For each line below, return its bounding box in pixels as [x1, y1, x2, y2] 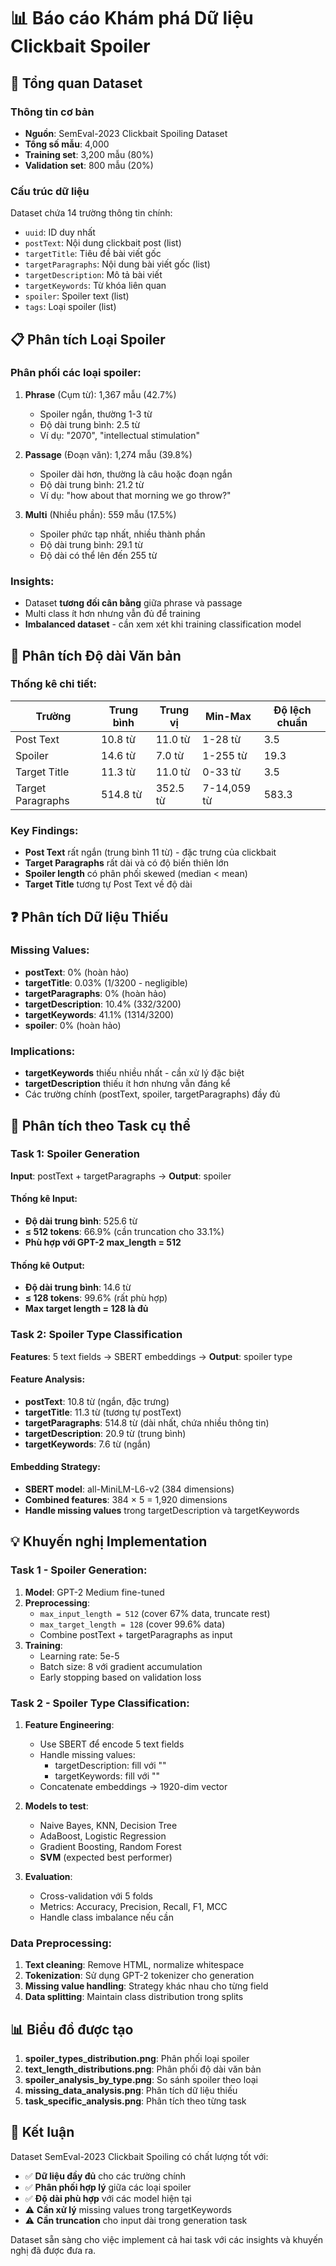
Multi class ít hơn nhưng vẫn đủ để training [24, 608, 201, 620]
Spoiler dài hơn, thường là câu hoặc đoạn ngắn [39, 468, 233, 480]
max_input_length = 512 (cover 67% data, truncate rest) [39, 1607, 271, 1619]
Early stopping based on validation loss [39, 1671, 202, 1683]
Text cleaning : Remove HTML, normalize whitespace [24, 1959, 245, 1971]
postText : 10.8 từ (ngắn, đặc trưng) [24, 1395, 170, 1407]
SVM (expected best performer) [39, 1851, 173, 1863]
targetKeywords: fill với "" [54, 1770, 161, 1782]
